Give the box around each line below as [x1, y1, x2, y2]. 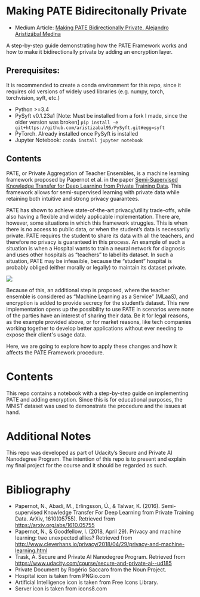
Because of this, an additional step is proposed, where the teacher [6, 286, 170, 293]
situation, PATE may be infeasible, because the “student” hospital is [6, 257, 172, 264]
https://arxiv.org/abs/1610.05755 [14, 522, 95, 529]
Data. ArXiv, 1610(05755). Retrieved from [14, 515, 115, 522]
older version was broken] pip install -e [14, 118, 118, 125]
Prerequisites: [6, 66, 60, 76]
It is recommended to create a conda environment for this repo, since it [6, 81, 181, 88]
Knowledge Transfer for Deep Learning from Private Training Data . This [6, 182, 182, 189]
